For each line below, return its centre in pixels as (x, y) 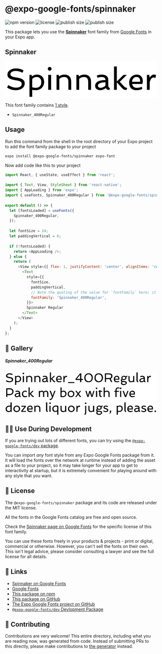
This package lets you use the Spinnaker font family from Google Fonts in (78, 32)
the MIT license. (21, 508)
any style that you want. (29, 476)
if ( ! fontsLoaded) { (30, 246)
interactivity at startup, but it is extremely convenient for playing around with (81, 470)
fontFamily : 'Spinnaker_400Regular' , (69, 297)
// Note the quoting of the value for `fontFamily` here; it (94, 292)
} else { (18, 256)
